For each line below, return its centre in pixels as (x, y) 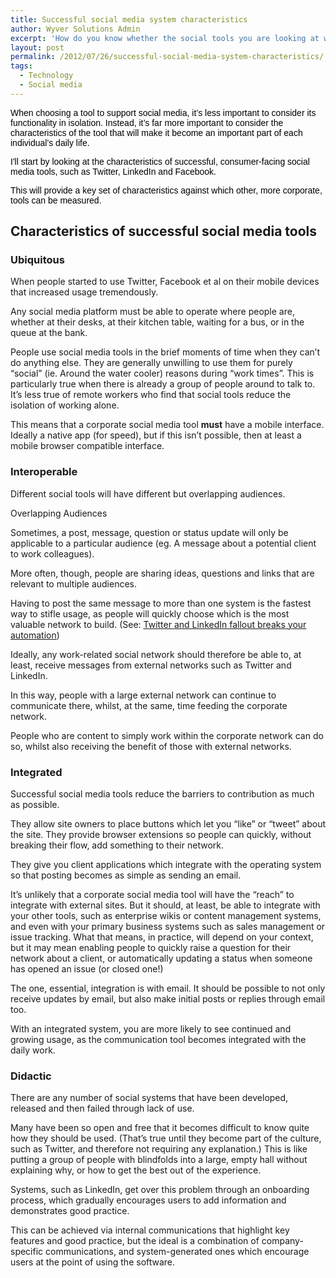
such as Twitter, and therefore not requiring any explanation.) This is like (159, 1149)
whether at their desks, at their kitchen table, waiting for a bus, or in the (157, 322)
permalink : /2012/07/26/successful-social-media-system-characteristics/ (167, 57)
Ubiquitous (37, 260)
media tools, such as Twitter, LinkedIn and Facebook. (113, 171)
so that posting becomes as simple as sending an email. (126, 875)
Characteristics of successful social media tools (164, 231)
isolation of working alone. (65, 405)
